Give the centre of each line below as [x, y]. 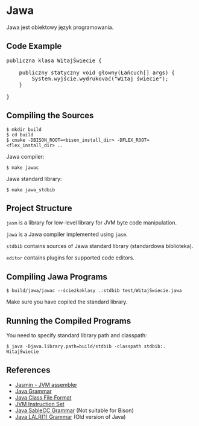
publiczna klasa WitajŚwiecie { [54, 60]
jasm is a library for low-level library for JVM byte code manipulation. [91, 223]
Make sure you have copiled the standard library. [67, 302]
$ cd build [20, 135]
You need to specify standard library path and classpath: [77, 335]
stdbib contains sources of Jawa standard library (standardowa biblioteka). [100, 246]
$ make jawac [23, 167]
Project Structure [39, 208]
